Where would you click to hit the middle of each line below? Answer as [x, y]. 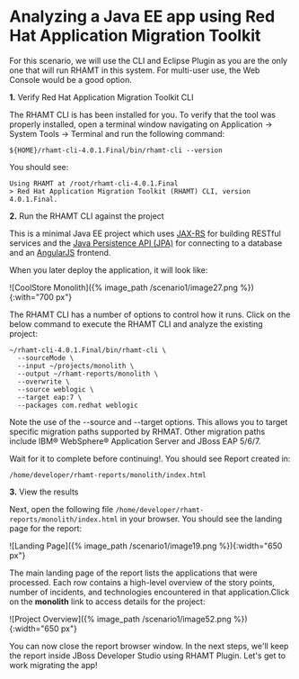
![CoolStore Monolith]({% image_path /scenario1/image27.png [123, 287]
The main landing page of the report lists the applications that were [133, 573]
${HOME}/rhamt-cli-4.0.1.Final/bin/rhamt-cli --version [116, 150]
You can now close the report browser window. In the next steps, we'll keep [149, 646]
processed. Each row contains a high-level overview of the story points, [142, 582]
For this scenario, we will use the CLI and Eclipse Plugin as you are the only [149, 60]
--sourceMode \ [46, 358]
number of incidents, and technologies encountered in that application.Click [149, 592]
